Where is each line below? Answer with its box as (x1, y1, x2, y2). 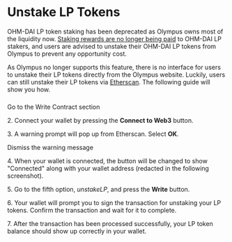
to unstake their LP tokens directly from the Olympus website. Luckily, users (7, 70, 226, 79)
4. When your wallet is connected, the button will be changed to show (7, 156, 208, 165)
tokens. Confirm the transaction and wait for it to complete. (7, 206, 177, 214)
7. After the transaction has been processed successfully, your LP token (7, 219, 214, 227)
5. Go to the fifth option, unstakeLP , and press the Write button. (7, 185, 190, 193)
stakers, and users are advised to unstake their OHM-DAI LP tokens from (7, 42, 217, 50)
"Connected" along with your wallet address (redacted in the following (7, 164, 209, 172)
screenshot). (7, 172, 44, 180)
